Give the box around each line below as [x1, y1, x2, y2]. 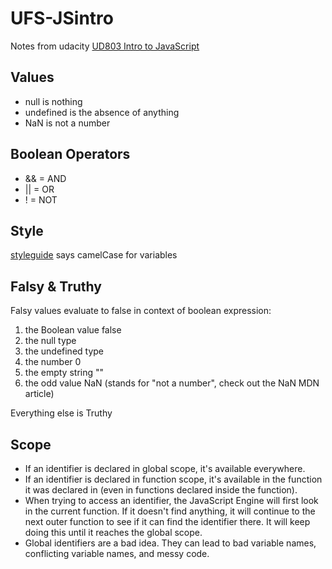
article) [24, 388, 55, 400]
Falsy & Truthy [10, 278, 102, 295]
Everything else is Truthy [10, 407, 113, 419]
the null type [24, 335, 77, 347]
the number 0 [24, 356, 82, 368]
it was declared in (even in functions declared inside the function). [24, 484, 298, 496]
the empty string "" [24, 367, 105, 379]
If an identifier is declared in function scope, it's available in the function [24, 473, 323, 485]
